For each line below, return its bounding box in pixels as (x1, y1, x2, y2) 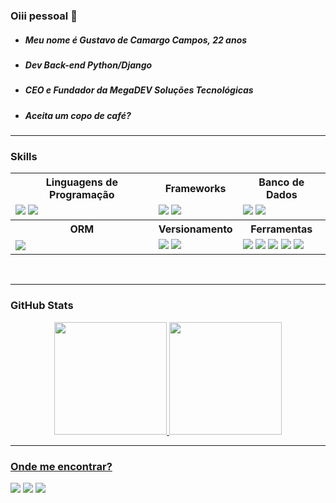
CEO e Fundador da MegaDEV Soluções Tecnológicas (24, 84, 254, 96)
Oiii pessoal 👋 (10, 9, 78, 23)
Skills (10, 149, 38, 163)
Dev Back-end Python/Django (24, 59, 153, 71)
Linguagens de (45, 175, 118, 189)
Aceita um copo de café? (24, 109, 132, 121)
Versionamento (158, 222, 233, 236)
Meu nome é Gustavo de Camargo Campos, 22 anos (24, 34, 248, 46)
